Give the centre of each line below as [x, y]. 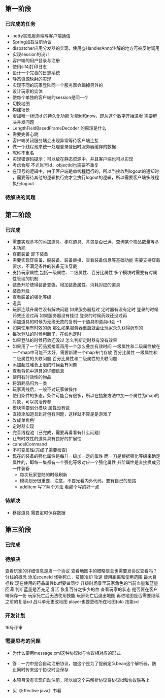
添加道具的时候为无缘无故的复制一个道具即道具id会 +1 [67, 322]
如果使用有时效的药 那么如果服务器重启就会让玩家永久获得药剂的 [78, 328]
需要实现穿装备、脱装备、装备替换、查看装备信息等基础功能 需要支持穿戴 [86, 260]
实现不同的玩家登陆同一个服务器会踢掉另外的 [58, 85]
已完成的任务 [20, 24]
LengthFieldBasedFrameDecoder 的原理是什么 [59, 128]
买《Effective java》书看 [37, 690]
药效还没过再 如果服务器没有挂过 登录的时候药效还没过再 [69, 316]
